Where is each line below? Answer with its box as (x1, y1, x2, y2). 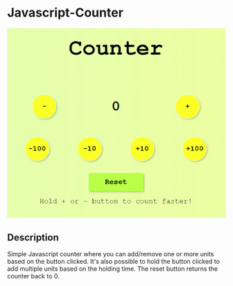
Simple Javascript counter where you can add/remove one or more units (7, 250, 214, 258)
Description (7, 231, 59, 243)
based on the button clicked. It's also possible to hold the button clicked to (7, 258, 221, 266)
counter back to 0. (7, 272, 60, 280)
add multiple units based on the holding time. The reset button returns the (7, 265, 218, 273)
